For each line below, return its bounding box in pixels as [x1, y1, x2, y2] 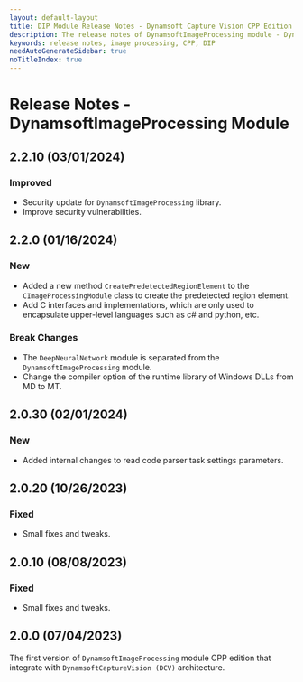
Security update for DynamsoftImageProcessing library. [22, 196, 222, 208]
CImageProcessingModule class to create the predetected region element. [22, 290, 290, 301]
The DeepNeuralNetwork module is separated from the [22, 351, 220, 362]
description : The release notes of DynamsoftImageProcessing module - [9, 30, 280, 39]
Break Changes [9, 332, 78, 344]
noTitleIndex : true [9, 55, 83, 64]
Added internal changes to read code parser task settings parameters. [22, 454, 284, 465]
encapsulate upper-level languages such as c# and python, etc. [22, 309, 260, 320]
